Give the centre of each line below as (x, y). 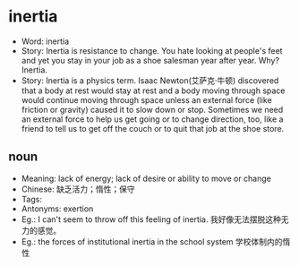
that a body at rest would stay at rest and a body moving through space (153, 90)
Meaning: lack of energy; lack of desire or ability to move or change (146, 178)
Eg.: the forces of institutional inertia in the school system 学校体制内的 (152, 241)
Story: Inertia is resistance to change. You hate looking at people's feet (152, 50)
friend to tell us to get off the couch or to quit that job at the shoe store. (153, 128)
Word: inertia (45, 41)
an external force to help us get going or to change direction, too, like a (152, 119)
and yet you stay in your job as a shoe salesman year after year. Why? (150, 60)
